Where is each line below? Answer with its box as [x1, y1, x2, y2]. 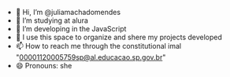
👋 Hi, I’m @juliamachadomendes [15, 8, 121, 16]
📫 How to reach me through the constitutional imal [15, 42, 182, 50]
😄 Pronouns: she [15, 61, 72, 70]
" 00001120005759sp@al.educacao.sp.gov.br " [15, 53, 166, 62]
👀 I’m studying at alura [15, 16, 89, 25]
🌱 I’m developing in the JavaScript [15, 24, 127, 33]
